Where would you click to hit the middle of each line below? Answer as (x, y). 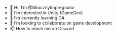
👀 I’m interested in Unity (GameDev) (46, 13)
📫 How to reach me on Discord (42, 28)
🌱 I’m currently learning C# (37, 18)
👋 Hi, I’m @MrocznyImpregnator (42, 8)
